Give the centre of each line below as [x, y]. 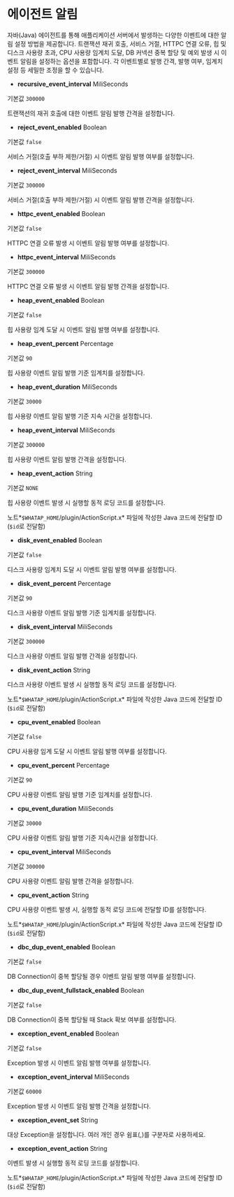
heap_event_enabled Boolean [61, 300]
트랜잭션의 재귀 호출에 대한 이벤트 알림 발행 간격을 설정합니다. [91, 113]
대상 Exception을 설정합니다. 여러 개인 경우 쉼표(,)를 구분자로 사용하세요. [107, 1134]
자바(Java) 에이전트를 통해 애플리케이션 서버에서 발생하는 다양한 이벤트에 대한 [114, 35]
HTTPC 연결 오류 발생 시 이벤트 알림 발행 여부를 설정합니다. [88, 243]
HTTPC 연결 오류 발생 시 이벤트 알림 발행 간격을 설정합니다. [88, 286]
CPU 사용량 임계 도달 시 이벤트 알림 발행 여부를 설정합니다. [87, 751]
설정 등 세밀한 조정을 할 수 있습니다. [56, 70]
